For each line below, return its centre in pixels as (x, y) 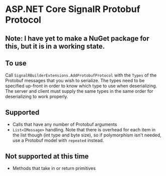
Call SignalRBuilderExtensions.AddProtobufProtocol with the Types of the (81, 75)
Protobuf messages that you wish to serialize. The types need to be (75, 81)
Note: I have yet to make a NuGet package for (77, 38)
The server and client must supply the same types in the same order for (79, 91)
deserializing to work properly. (37, 97)
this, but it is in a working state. (55, 46)
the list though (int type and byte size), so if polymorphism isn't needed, (87, 135)
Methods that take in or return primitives (54, 168)
